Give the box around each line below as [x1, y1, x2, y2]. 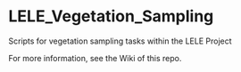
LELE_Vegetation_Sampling [8, 6, 214, 27]
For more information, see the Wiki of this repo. [8, 52, 182, 63]
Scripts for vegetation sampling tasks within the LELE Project [8, 36, 233, 46]
